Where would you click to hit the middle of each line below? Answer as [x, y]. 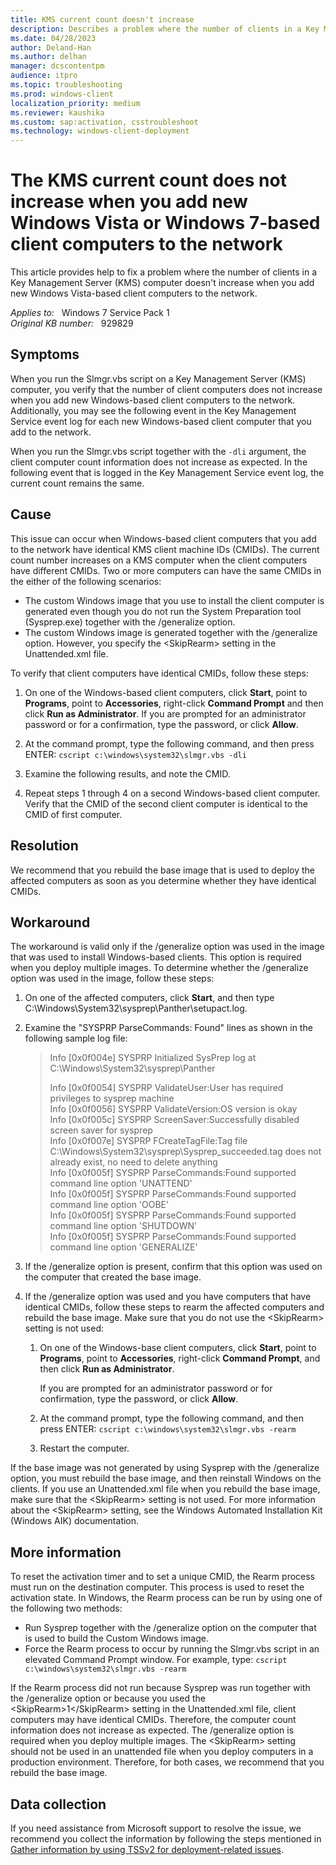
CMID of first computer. [73, 814]
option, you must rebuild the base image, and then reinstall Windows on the [166, 1478]
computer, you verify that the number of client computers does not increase [166, 389]
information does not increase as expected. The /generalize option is [152, 1730]
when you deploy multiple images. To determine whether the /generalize [159, 968]
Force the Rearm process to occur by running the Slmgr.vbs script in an [172, 1649]
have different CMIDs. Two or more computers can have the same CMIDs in [166, 570]
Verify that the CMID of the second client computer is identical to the [166, 803]
